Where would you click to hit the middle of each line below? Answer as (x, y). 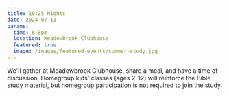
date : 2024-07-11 (32, 20)
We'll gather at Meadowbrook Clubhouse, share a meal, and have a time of (112, 70)
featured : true (35, 45)
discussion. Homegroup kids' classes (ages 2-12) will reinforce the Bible (109, 78)
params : (18, 26)
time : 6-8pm (31, 32)
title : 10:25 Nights (37, 13)
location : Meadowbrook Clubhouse (61, 39)
